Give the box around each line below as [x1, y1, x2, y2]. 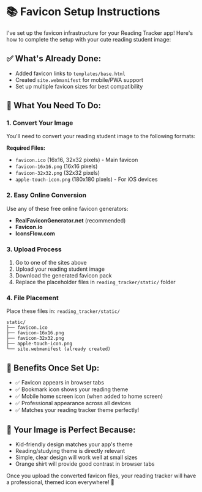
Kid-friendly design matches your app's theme [15, 441, 133, 448]
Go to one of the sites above [15, 259, 87, 266]
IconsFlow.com [15, 230, 55, 237]
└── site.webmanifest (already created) [6, 346, 111, 352]
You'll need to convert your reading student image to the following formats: [6, 133, 196, 140]
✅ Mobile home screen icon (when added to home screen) [15, 392, 163, 400]
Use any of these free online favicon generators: [6, 205, 129, 212]
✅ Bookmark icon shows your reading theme [15, 386, 129, 393]
